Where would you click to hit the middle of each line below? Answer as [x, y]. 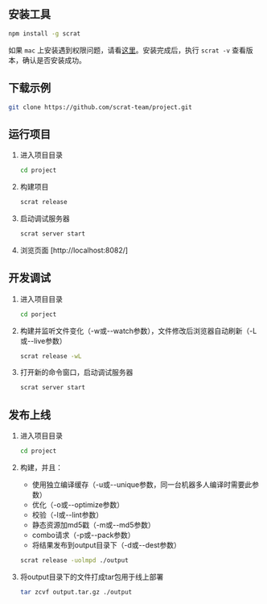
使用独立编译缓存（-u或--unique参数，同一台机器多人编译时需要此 [142, 484]
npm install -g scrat [45, 33]
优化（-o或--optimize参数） [78, 504]
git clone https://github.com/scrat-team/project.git [101, 107]
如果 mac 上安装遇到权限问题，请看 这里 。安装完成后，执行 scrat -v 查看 [127, 50]
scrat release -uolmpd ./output [74, 560]
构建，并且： [41, 467]
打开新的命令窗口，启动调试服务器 [76, 373]
